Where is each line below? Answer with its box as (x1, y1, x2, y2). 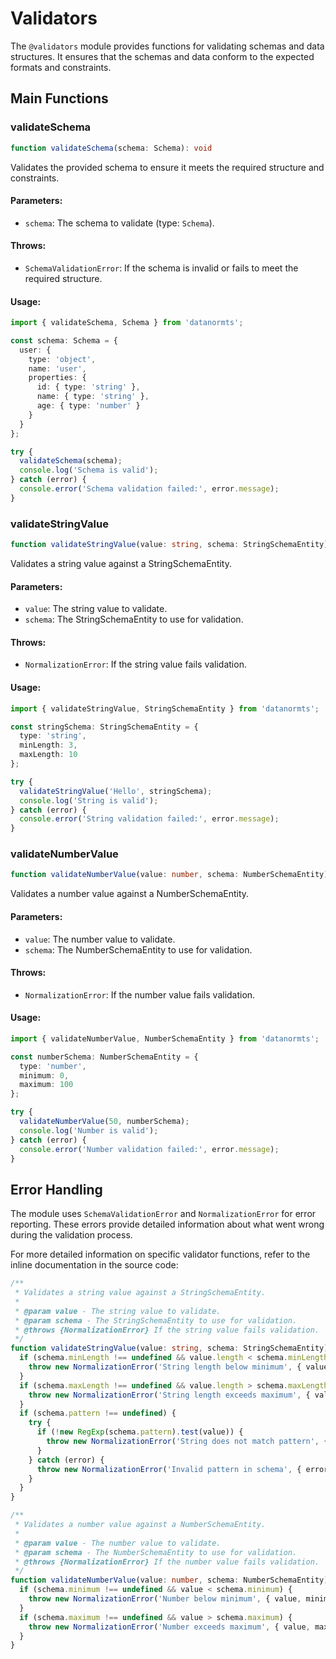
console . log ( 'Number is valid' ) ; (19, 1125, 159, 1136)
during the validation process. (10, 1229, 133, 1241)
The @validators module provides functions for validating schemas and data (10, 40, 325, 52)
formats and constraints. (10, 61, 112, 73)
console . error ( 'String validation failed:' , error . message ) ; (19, 814, 280, 824)
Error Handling (10, 1181, 103, 1198)
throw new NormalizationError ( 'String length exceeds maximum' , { (28, 1390, 311, 1400)
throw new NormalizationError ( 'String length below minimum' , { (28, 1362, 302, 1372)
